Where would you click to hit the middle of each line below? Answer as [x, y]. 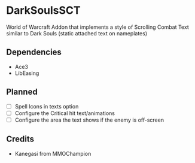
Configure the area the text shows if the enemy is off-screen [89, 120]
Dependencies [34, 52]
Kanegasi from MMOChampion [53, 153]
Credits [20, 139]
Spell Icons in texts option [47, 106]
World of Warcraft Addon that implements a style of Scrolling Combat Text [98, 27]
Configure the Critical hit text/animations [65, 113]
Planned [22, 92]
